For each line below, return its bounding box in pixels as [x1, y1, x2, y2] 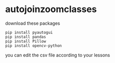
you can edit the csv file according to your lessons [5, 52, 110, 58]
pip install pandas [5, 34, 46, 39]
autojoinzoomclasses [5, 4, 97, 15]
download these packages [5, 20, 61, 26]
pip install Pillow [5, 39, 46, 44]
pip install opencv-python [5, 43, 62, 48]
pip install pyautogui [5, 30, 53, 35]
